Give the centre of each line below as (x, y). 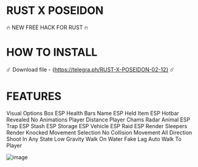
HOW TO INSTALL (52, 53)
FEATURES (34, 96)
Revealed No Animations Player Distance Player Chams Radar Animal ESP (98, 120)
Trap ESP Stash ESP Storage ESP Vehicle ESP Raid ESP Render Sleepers (97, 126)
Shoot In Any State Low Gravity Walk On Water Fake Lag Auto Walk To (94, 139)
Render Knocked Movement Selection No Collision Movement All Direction (99, 132)
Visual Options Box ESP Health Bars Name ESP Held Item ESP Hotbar (93, 113)
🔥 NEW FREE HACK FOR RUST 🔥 (47, 27)
